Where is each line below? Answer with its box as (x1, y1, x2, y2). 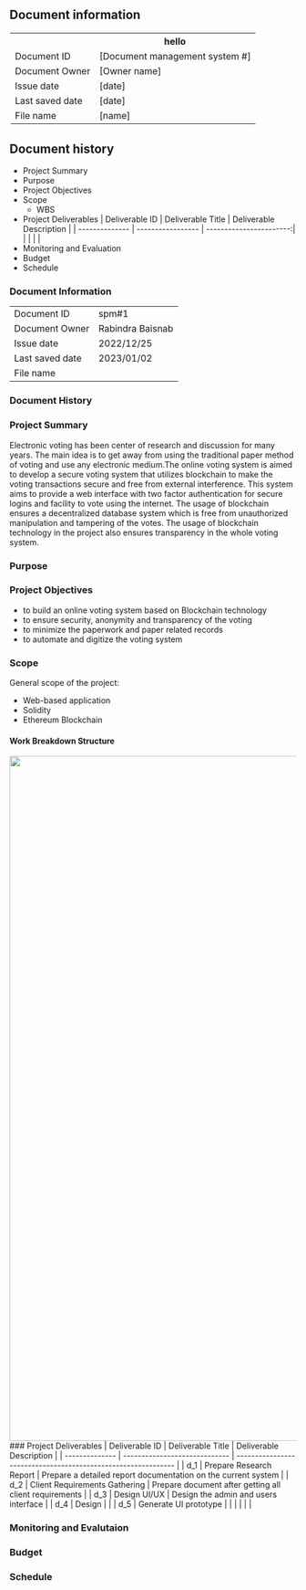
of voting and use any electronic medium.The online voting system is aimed (9, 458, 293, 469)
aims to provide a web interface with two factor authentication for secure (9, 488, 283, 499)
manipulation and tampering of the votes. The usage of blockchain (9, 517, 260, 528)
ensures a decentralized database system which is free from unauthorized (9, 507, 289, 519)
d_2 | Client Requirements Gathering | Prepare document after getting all (9, 1479, 280, 1490)
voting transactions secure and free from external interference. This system (9, 479, 294, 490)
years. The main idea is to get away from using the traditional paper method (9, 449, 294, 460)
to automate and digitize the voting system (22, 634, 183, 645)
